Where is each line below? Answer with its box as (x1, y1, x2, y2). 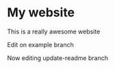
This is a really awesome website (7, 27, 101, 36)
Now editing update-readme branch (7, 53, 108, 62)
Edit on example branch (7, 40, 74, 49)
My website (7, 5, 75, 20)
